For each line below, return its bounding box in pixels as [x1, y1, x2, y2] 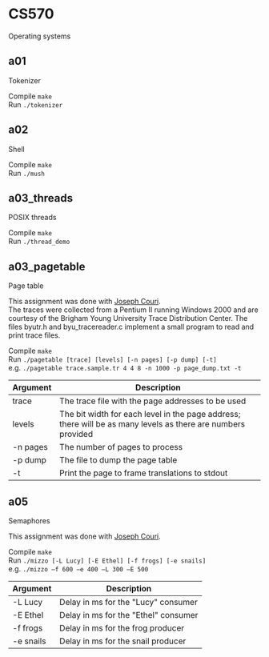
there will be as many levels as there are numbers [59, 419, 246, 430]
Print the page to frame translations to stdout [59, 467, 228, 479]
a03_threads [8, 191, 74, 205]
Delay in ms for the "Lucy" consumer [59, 597, 198, 607]
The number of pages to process [59, 442, 183, 453]
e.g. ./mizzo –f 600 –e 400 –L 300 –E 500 [8, 564, 149, 573]
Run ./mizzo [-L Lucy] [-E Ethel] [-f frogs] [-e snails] [8, 555, 207, 565]
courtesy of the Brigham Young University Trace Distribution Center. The [8, 314, 248, 323]
